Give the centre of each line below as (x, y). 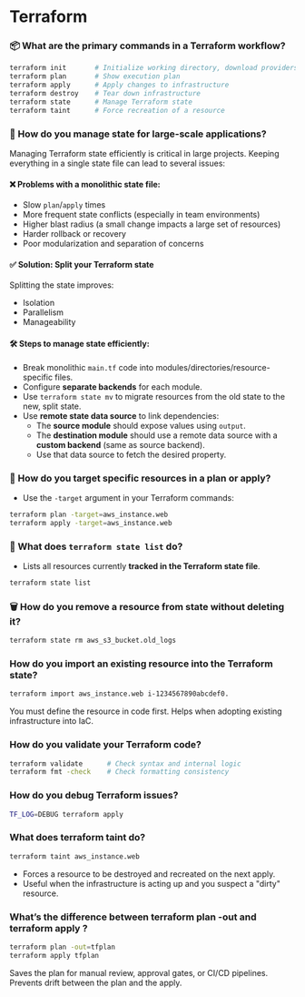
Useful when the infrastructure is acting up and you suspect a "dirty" (152, 883)
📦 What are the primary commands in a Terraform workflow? (148, 46)
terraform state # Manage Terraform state (101, 102)
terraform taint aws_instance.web (75, 856)
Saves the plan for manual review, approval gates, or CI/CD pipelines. (139, 972)
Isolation (39, 303)
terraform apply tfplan (54, 955)
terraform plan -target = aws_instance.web (89, 514)
